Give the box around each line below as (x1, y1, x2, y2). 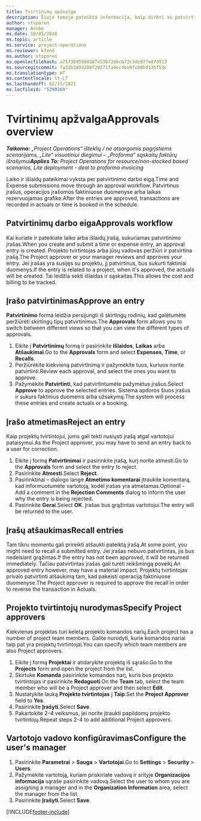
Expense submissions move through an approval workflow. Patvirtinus (6, 182, 179, 189)
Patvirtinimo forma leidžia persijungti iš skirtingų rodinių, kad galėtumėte (6, 312, 187, 319)
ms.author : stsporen (6, 53, 58, 59)
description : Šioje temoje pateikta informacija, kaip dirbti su (6, 14, 172, 20)
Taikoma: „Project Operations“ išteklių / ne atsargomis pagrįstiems (6, 145, 172, 152)
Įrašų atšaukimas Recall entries (6, 525, 124, 535)
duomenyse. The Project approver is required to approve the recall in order (6, 579, 190, 587)
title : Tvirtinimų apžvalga (6, 8, 77, 15)
